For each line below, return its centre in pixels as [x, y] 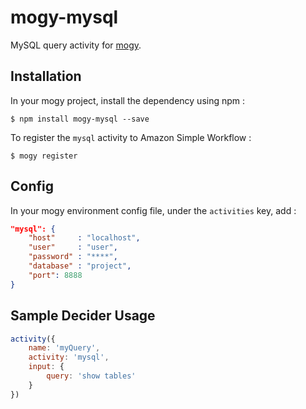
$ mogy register [44, 156]
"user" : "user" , [73, 247]
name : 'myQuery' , [64, 348]
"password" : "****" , [73, 257]
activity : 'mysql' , [69, 357]
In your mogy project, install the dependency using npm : [128, 100]
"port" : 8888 [55, 275]
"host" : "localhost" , [84, 238]
